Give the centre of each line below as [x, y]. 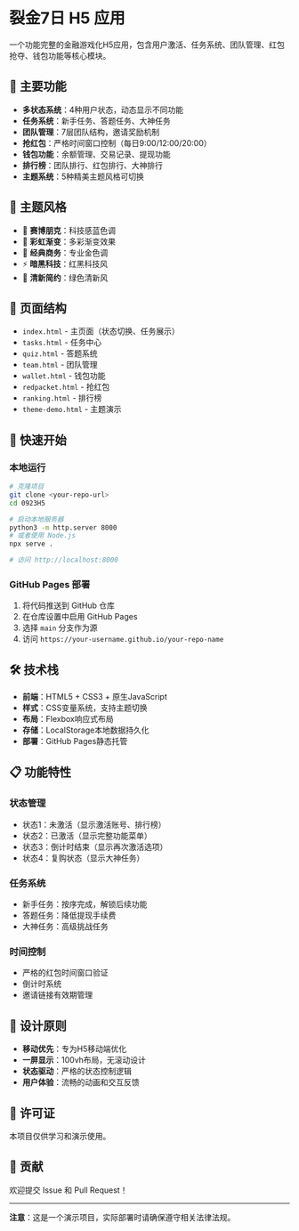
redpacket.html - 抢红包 [66, 387]
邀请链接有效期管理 [57, 995]
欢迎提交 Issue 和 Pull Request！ [69, 1190]
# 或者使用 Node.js [43, 536]
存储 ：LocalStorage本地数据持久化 [85, 730]
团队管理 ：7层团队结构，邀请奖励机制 [91, 132]
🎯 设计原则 [38, 1026]
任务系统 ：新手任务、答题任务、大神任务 [96, 120]
